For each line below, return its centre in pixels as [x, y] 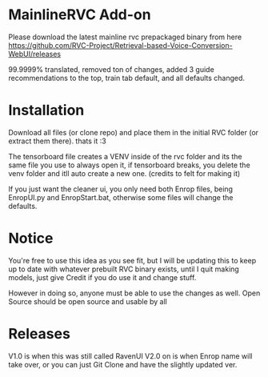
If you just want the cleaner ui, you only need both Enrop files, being [121, 189]
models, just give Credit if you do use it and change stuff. [102, 277]
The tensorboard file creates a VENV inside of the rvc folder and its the [125, 156]
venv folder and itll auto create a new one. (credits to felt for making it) [124, 173]
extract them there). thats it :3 [57, 141]
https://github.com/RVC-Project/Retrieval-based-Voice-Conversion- [121, 45]
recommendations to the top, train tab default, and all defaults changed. [127, 78]
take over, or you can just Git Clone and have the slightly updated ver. [123, 364]
